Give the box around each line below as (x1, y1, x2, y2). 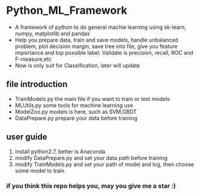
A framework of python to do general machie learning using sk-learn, (14, 23, 186, 31)
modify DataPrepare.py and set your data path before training (14, 154, 168, 161)
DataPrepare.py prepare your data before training (14, 114, 138, 121)
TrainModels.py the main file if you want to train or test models (14, 95, 170, 102)
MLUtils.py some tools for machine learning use (14, 102, 133, 109)
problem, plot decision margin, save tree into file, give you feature (14, 43, 178, 50)
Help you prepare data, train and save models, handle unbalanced (14, 36, 178, 43)
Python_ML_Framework (6, 4, 127, 17)
